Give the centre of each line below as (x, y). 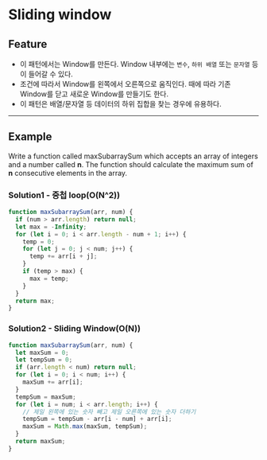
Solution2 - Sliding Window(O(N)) (75, 329)
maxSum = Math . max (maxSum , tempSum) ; (85, 427)
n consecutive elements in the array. (68, 173)
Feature (28, 44)
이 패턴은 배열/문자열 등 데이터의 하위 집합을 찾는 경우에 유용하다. (120, 104)
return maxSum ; (41, 442)
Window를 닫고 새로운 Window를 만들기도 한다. (94, 94)
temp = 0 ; (39, 242)
